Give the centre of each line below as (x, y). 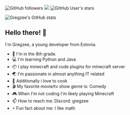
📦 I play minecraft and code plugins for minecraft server (69, 66)
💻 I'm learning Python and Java (44, 59)
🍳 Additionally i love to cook (40, 81)
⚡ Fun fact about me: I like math (43, 108)
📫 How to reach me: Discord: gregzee (50, 101)
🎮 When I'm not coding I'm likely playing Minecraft (63, 93)
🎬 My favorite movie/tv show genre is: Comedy (59, 86)
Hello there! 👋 (26, 33)
